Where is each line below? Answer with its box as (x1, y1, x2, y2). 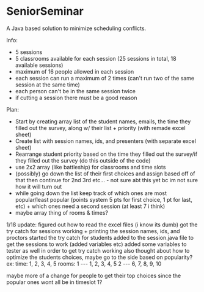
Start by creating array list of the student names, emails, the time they (15, 118, 191, 125)
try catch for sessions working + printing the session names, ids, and (6, 227, 180, 234)
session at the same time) (15, 81, 81, 88)
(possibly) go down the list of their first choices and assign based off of (15, 170, 195, 177)
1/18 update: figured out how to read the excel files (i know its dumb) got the (6, 221, 198, 228)
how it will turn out (15, 183, 62, 190)
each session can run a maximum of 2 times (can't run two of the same (15, 74, 195, 82)
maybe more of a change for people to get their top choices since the (6, 272, 181, 279)
